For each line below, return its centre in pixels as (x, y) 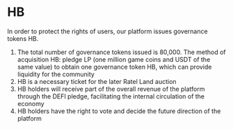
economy (31, 103)
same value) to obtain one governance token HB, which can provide (114, 67)
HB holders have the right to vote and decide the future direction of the (119, 111)
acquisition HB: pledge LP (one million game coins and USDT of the (114, 59)
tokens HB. (23, 38)
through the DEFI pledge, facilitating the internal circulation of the (111, 96)
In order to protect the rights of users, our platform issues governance (107, 31)
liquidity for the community (56, 74)
